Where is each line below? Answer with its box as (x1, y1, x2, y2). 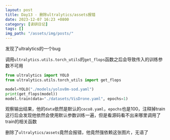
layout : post (5, 7, 33, 13)
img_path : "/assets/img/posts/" (5, 31, 74, 36)
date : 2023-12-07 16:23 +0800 (5, 17, 70, 22)
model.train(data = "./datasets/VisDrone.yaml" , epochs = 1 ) (5, 96, 128, 101)
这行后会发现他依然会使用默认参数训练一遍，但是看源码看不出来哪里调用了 (5, 112, 161, 118)
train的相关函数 (5, 119, 37, 125)
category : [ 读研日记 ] (5, 21, 48, 27)
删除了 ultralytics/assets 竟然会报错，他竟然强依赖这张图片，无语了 (5, 129, 149, 135)
